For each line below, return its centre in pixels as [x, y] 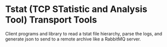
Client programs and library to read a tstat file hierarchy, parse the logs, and [84, 33]
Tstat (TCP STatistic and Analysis [76, 9]
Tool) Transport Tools [51, 20]
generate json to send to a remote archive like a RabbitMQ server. [73, 39]
